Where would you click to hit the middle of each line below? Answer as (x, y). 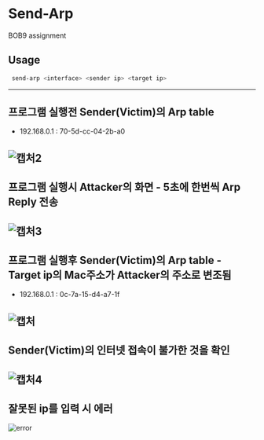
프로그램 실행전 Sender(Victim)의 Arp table (111, 112)
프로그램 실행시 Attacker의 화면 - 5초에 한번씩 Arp (125, 187)
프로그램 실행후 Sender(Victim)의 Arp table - (115, 260)
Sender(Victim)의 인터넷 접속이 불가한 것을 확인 (119, 350)
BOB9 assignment (37, 35)
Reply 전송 (33, 202)
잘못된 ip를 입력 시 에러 (60, 408)
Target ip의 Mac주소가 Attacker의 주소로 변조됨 (120, 275)
